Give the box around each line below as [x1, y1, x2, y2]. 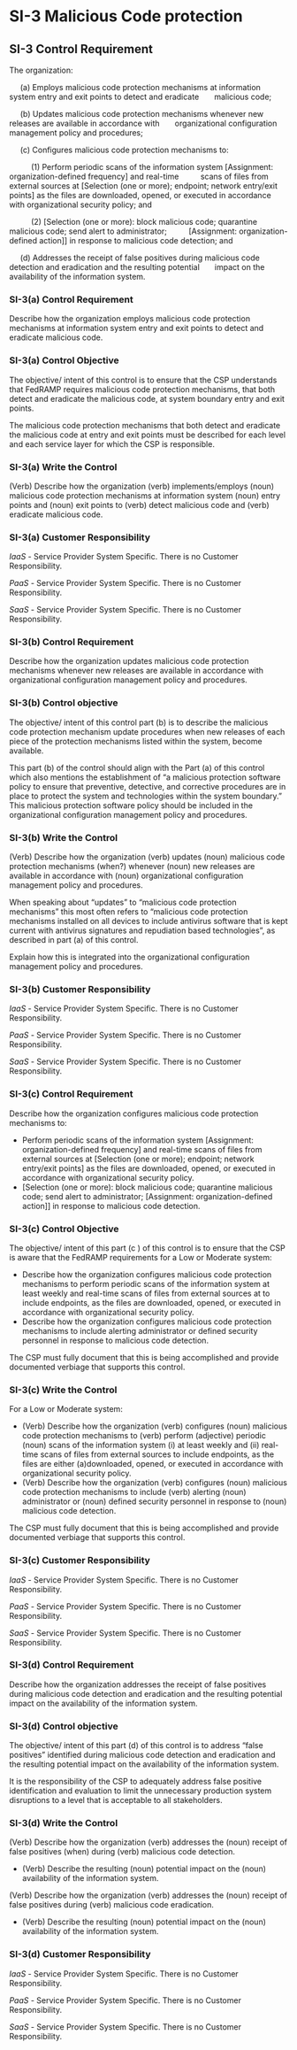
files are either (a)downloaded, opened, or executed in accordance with [21, 1459, 284, 1469]
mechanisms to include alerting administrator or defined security [21, 1325, 258, 1336]
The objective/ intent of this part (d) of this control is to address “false [9, 1740, 263, 1751]
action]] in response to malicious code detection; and [39, 235, 233, 245]
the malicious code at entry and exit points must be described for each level [9, 429, 286, 440]
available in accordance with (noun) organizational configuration [9, 870, 244, 882]
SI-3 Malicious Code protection [9, 6, 243, 27]
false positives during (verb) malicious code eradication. [9, 1900, 215, 1910]
